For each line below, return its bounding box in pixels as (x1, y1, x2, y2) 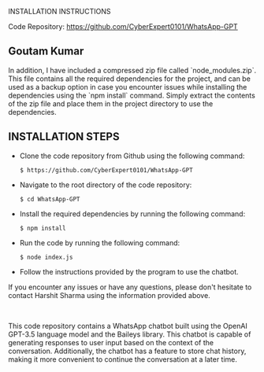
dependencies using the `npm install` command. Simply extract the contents (8, 90, 256, 100)
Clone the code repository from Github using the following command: (19, 151, 245, 160)
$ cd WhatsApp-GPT (19, 195, 80, 203)
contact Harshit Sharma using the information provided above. (8, 290, 210, 300)
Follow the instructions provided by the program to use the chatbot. (19, 267, 239, 276)
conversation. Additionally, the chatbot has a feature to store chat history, (8, 346, 247, 355)
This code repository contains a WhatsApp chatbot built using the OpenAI (8, 321, 248, 330)
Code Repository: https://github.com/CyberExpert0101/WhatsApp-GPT (8, 22, 238, 31)
